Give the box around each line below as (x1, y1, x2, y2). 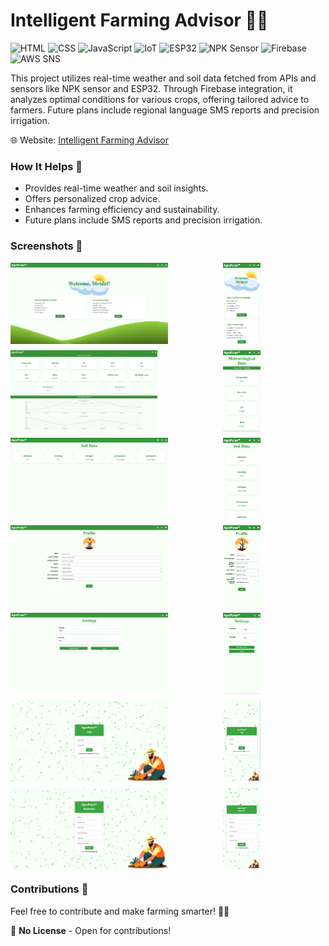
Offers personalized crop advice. (24, 193, 161, 205)
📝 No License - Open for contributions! (10, 924, 172, 936)
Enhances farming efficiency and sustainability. (24, 204, 220, 216)
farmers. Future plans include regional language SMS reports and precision (10, 104, 320, 116)
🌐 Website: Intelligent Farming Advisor (10, 134, 169, 146)
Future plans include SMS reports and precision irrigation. (24, 214, 263, 226)
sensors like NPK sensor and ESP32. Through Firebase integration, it (10, 82, 293, 94)
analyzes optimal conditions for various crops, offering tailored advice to (10, 93, 310, 105)
